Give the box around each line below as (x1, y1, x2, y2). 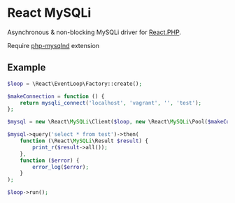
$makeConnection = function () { (7, 93, 105, 100)
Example (7, 61, 46, 74)
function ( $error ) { (20, 157, 80, 164)
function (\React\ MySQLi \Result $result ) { (20, 137, 149, 144)
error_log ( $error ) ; (32, 163, 90, 170)
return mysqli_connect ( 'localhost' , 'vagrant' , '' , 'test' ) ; (20, 99, 202, 106)
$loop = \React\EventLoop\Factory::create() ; (7, 80, 142, 87)
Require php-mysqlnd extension (7, 41, 100, 50)
